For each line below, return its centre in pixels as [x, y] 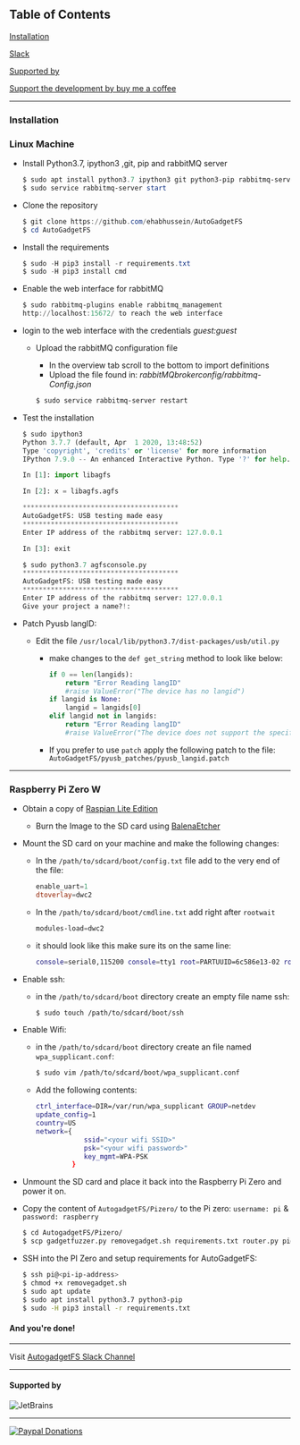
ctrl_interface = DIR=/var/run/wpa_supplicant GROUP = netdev [146, 1107]
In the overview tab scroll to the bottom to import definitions [159, 365]
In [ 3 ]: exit [46, 548]
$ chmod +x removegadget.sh [74, 1283]
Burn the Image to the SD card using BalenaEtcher [128, 826]
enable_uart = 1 [62, 887]
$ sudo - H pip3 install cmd [74, 272]
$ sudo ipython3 [52, 434]
